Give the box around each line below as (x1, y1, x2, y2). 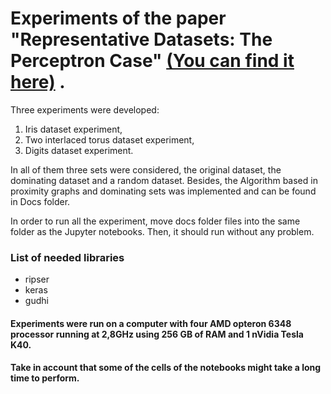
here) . (10, 71, 66, 94)
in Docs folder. (10, 195, 71, 207)
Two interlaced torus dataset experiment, (24, 133, 195, 146)
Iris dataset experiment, (24, 123, 123, 135)
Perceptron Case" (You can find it (10, 50, 295, 72)
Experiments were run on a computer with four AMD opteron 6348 (10, 317, 292, 329)
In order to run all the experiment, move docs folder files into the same (10, 215, 301, 227)
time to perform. (10, 372, 80, 384)
